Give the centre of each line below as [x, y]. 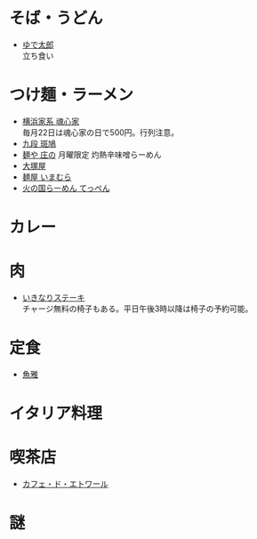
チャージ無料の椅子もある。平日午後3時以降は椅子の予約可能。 [137, 309]
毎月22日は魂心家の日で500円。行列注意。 [100, 132]
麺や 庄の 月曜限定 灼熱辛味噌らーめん [92, 154]
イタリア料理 [56, 414]
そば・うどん [56, 18]
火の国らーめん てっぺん [66, 188]
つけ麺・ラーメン [71, 95]
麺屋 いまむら [47, 177]
